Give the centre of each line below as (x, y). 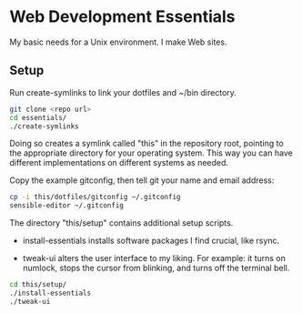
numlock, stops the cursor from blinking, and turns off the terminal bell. (156, 268)
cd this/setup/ (38, 285)
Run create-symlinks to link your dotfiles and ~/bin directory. (123, 92)
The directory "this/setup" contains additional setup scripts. (121, 223)
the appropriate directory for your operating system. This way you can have (151, 153)
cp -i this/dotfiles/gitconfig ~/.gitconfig (95, 198)
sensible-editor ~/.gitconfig (67, 206)
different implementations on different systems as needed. (119, 163)
